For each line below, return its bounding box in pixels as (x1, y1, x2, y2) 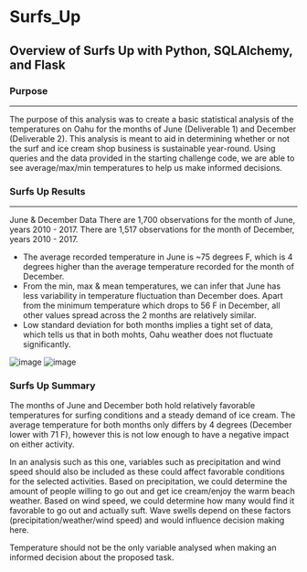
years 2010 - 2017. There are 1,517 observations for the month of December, (9, 224, 295, 235)
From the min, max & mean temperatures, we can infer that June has (22, 281, 281, 291)
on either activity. (9, 439, 75, 450)
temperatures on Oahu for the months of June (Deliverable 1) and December (9, 123, 297, 134)
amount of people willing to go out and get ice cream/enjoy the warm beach (9, 486, 295, 497)
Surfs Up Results (9, 185, 86, 197)
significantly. (22, 339, 71, 350)
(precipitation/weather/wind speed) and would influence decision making (9, 514, 285, 526)
